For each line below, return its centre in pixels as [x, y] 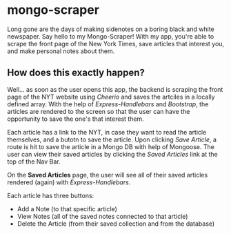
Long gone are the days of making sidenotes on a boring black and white [111, 29]
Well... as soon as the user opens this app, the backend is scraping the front [115, 89]
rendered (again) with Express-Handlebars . [69, 182]
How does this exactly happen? [76, 73]
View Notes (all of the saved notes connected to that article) [102, 216]
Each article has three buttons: [51, 195]
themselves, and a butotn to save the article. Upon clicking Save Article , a [112, 139]
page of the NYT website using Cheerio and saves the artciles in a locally [111, 97]
